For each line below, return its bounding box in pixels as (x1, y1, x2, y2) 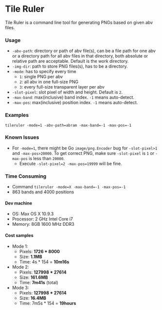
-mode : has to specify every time (12, 69, 76, 74)
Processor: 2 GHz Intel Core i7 (12, 216, 73, 222)
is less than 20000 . (28, 155, 65, 161)
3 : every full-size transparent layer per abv (19, 84, 105, 90)
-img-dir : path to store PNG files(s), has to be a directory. (12, 63, 128, 69)
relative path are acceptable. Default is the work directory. (12, 58, 129, 64)
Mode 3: (12, 285, 29, 291)
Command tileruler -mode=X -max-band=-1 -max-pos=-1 (12, 184, 126, 190)
